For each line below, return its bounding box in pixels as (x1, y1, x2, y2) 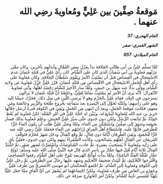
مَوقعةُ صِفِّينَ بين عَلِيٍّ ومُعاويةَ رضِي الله (19, 6, 158, 17)
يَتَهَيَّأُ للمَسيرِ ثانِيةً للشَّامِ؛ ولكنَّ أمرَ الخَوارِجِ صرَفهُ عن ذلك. (55, 173, 158, 179)
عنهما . (133, 16, 158, 27)
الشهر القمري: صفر (122, 42, 158, 48)
